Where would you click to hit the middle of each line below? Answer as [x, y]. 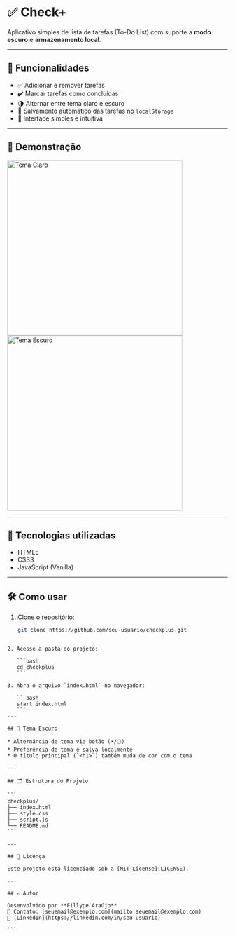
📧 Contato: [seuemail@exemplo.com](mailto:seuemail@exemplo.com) [104, 912]
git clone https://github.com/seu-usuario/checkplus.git [102, 630]
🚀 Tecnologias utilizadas [62, 535]
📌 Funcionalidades [48, 68]
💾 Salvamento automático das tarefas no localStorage [95, 111]
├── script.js [28, 820]
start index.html [42, 704]
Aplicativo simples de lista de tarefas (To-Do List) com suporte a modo [109, 32]
